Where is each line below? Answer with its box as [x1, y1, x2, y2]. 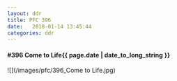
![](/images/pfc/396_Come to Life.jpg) [7, 66, 116, 75]
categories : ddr [7, 29, 54, 37]
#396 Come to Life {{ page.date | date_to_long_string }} [7, 51, 171, 59]
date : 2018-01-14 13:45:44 [7, 23, 92, 30]
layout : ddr [7, 10, 42, 17]
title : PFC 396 [7, 17, 52, 24]
